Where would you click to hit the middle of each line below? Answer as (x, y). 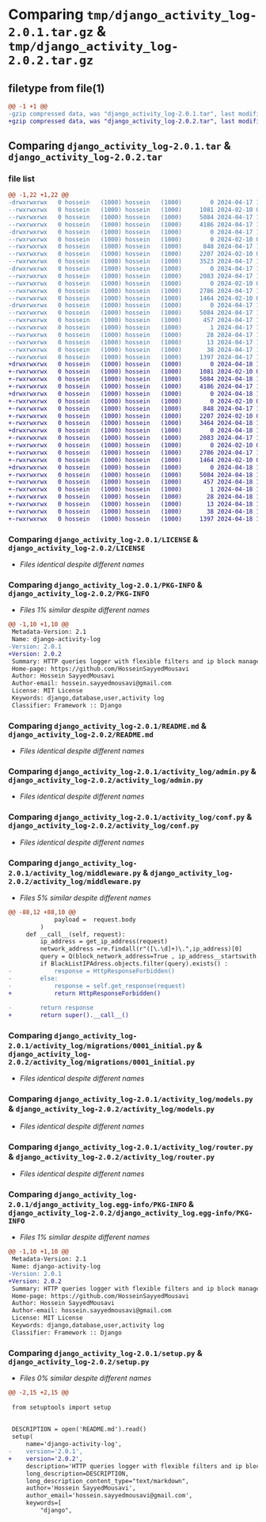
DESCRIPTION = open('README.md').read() (79, 1429)
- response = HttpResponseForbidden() (92, 971)
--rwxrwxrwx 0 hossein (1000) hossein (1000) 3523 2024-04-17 (131, 262)
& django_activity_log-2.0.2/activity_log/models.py (112, 1109)
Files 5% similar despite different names (85, 898)
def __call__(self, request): (76, 934)
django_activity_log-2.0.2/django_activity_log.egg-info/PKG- (131, 1213)
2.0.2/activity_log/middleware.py (74, 881)
